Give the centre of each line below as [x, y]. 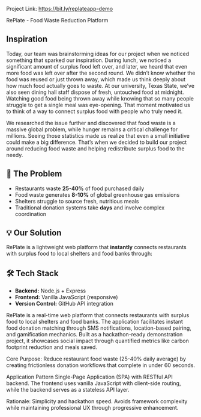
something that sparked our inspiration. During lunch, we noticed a [89, 60]
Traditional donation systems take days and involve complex [90, 208]
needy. [15, 155]
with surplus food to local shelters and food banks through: [79, 254]
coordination [31, 214]
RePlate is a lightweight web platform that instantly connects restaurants [97, 247]
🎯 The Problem [34, 174]
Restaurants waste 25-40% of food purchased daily [79, 188]
